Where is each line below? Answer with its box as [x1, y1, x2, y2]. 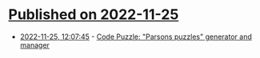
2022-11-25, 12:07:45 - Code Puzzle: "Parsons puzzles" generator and [19, 32, 252, 41]
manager [19, 40, 50, 49]
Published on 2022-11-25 [8, 6, 179, 24]
